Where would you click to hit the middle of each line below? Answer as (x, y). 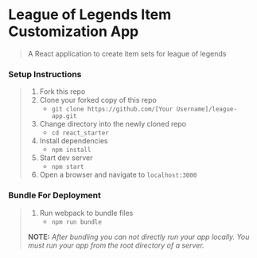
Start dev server (66, 158)
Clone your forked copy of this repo (98, 100)
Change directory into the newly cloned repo (113, 124)
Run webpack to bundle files (86, 213)
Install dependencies (74, 141)
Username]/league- (206, 109)
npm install (71, 150)
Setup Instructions (45, 74)
